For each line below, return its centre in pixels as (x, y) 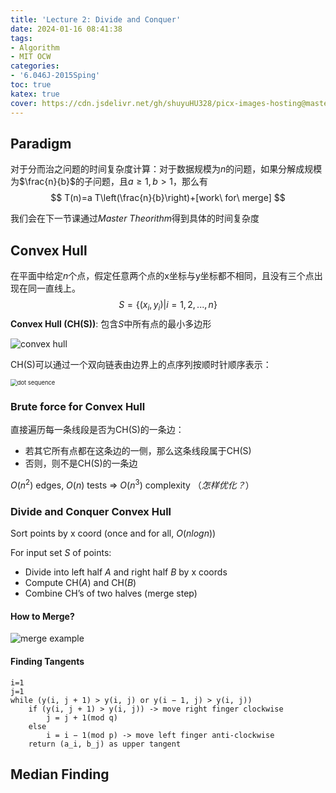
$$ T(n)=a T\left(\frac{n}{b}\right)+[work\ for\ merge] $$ (168, 198)
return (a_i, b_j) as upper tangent (105, 744)
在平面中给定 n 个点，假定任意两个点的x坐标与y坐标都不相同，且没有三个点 (162, 276)
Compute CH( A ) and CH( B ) (80, 583)
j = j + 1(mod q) (82, 717)
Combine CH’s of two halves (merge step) (111, 593)
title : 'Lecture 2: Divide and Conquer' (96, 19)
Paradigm (41, 143)
